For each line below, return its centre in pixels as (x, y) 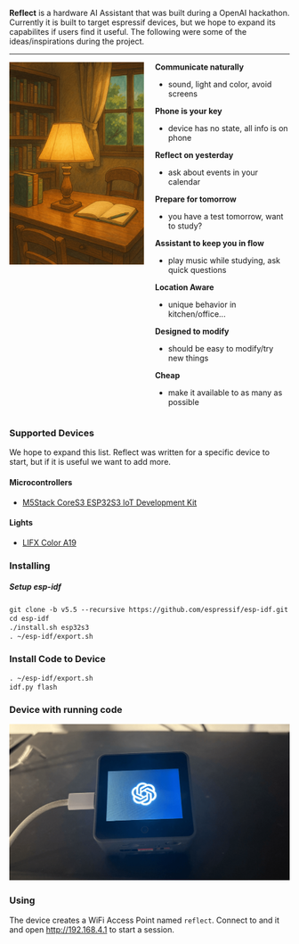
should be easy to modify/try (221, 348)
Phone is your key (189, 111)
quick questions (197, 270)
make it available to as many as (225, 393)
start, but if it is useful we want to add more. (90, 462)
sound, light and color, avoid (220, 84)
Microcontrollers (41, 482)
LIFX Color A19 (49, 542)
